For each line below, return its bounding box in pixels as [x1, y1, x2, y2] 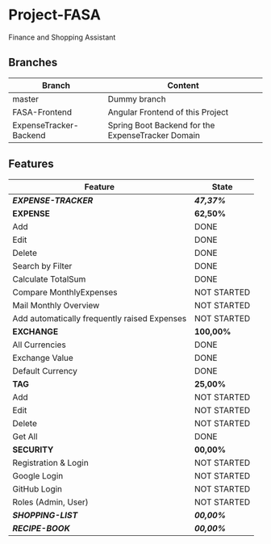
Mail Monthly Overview [12, 299, 100, 311]
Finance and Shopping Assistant [8, 32, 116, 42]
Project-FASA [8, 6, 101, 24]
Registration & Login [12, 457, 89, 468]
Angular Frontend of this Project [107, 107, 229, 118]
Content [167, 79, 199, 90]
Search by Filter [12, 260, 73, 271]
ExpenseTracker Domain [107, 129, 200, 140]
